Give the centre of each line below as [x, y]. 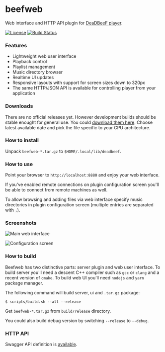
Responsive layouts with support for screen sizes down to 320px [79, 83]
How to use [19, 164]
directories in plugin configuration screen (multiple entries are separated [80, 205]
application [24, 93]
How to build [21, 256]
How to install [22, 140]
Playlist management [34, 67]
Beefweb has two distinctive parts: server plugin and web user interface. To [83, 267]
